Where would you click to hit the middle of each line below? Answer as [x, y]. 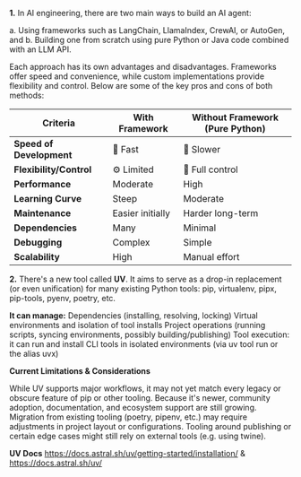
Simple [198, 243]
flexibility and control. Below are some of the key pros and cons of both [141, 86]
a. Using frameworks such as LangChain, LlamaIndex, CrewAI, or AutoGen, [147, 30]
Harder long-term [221, 213]
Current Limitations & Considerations [80, 371]
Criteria [59, 123]
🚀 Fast [125, 149]
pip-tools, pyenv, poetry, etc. [63, 298]
